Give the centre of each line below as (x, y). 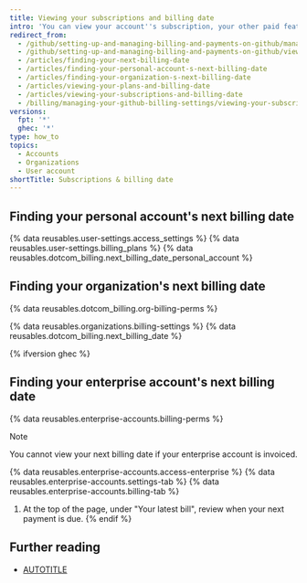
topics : (24, 145)
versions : (28, 111)
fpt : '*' (34, 120)
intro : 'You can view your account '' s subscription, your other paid (145, 26)
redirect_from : (38, 35)
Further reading (55, 548)
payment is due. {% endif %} (77, 518)
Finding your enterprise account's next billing (143, 382)
